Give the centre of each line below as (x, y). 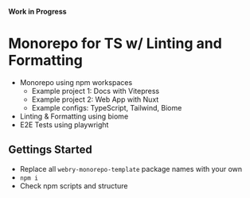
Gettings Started (51, 150)
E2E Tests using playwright (64, 124)
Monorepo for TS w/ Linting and (115, 44)
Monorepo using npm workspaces (76, 82)
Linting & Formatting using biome (74, 116)
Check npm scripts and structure (74, 185)
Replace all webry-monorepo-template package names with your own (131, 169)
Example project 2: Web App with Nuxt (95, 99)
